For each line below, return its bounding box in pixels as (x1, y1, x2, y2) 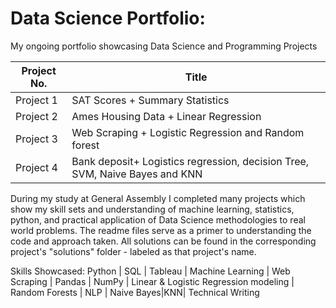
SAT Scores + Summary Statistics (71, 93, 230, 107)
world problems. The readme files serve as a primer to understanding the (10, 224, 312, 236)
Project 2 (15, 109, 58, 123)
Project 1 (15, 93, 58, 107)
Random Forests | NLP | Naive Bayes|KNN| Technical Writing (10, 286, 260, 298)
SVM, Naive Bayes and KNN (71, 167, 203, 181)
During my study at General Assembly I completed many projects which (10, 192, 306, 204)
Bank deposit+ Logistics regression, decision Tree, (71, 154, 310, 168)
